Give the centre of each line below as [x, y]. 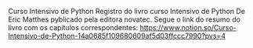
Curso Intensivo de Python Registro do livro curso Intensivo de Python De [127, 11]
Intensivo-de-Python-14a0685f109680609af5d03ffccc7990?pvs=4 [117, 36]
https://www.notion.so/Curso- [188, 27]
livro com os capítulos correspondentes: [73, 27]
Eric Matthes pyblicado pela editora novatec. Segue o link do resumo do [125, 19]
